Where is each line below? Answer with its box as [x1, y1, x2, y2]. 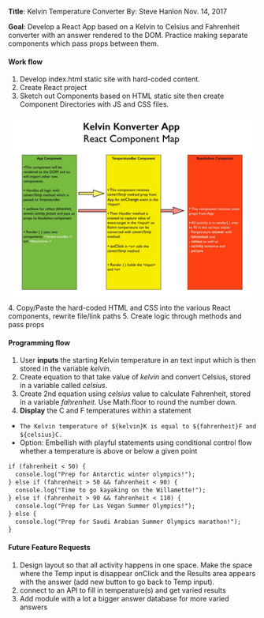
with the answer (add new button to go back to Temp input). [19, 577, 215, 586]
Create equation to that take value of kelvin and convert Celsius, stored [19, 372, 251, 382]
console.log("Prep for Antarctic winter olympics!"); [15, 470, 195, 479]
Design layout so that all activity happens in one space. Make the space [19, 560, 253, 570]
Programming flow [8, 337, 71, 347]
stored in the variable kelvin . [19, 364, 112, 374]
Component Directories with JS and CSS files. [19, 100, 169, 109]
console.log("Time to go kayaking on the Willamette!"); [15, 486, 206, 495]
